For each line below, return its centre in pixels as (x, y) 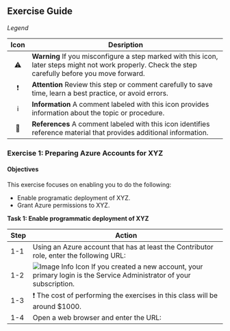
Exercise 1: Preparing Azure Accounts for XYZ (85, 153)
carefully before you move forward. (88, 73)
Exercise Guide (40, 11)
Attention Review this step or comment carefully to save (123, 84)
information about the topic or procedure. (98, 112)
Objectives (23, 169)
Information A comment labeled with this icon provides (120, 104)
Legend (18, 27)
